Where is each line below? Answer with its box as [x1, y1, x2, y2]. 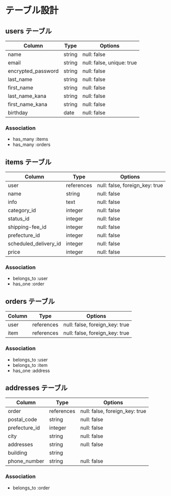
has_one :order [12, 281, 44, 287]
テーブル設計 [5, 5, 59, 16]
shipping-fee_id [8, 223, 47, 231]
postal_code [8, 416, 37, 423]
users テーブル [5, 27, 52, 35]
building [8, 449, 27, 457]
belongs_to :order [12, 485, 50, 491]
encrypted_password [8, 68, 59, 74]
